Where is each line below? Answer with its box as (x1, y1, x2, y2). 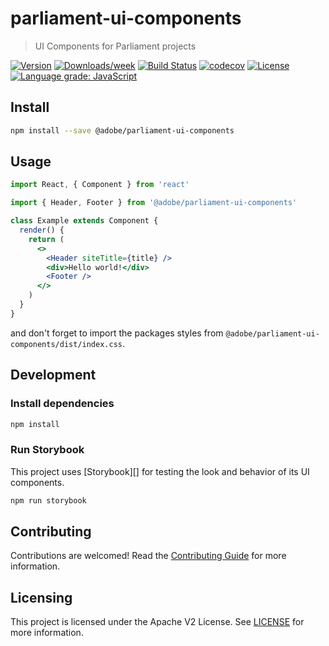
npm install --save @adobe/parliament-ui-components (10, 125, 235, 136)
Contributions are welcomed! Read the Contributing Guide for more (10, 550, 287, 562)
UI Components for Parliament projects (34, 40, 197, 52)
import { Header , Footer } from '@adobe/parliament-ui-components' (10, 198, 298, 208)
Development (10, 367, 97, 384)
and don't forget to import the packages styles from (10, 327, 224, 339)
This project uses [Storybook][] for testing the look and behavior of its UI (10, 465, 310, 477)
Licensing (10, 589, 73, 606)
